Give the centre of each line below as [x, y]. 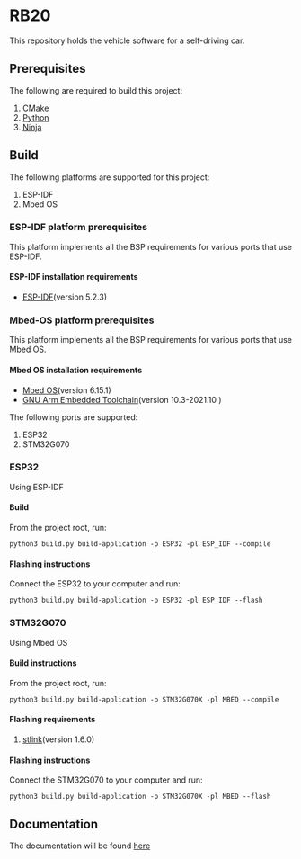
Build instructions [43, 663]
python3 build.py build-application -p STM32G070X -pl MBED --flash [140, 797]
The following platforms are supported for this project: [110, 177]
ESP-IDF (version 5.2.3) [65, 297]
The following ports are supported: [74, 417]
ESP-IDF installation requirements [74, 277]
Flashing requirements [53, 720]
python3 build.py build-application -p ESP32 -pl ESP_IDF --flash [136, 600]
